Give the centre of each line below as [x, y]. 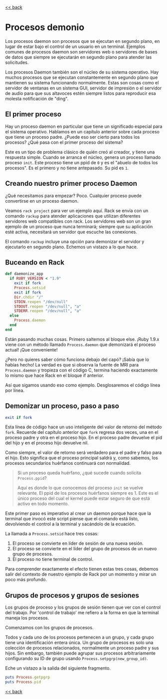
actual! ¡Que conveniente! [31, 349]
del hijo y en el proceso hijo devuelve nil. [47, 443]
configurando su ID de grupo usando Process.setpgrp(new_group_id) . [77, 659]
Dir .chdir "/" [29, 297]
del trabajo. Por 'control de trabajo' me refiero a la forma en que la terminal [82, 613]
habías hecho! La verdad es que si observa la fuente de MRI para [72, 364]
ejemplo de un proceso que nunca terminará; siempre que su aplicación [79, 226]
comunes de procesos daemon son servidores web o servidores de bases [82, 51]
